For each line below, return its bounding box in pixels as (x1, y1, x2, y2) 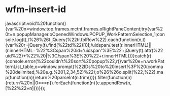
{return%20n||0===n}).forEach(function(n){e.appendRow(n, (5, 80, 132, 86)
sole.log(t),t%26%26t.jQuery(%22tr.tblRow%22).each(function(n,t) (5, 37, 146, 43)
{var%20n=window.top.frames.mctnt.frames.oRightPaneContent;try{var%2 (5, 25, 163, 31)
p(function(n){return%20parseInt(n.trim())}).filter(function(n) (5, 74, 132, 80)
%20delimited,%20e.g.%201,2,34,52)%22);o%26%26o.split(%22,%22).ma (5, 69, 163, 75)
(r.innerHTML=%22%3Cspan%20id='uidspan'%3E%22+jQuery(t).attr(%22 (5, 47, 163, 53)
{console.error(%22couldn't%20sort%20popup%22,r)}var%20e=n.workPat (5, 58, 165, 64)
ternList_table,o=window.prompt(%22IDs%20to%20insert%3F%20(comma (5, 63, 163, 70)
